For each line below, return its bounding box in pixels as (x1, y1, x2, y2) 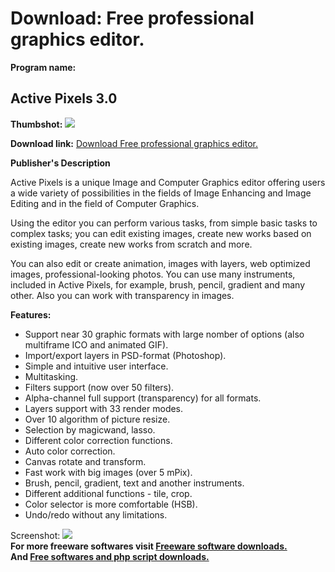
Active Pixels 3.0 (10, 90, 118, 107)
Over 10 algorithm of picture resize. (24, 413, 171, 425)
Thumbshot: (10, 118, 63, 130)
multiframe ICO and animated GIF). (24, 338, 169, 351)
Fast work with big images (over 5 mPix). (24, 466, 193, 478)
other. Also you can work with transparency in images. (10, 289, 235, 301)
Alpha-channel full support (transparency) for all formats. (24, 392, 262, 404)
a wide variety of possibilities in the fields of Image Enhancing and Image (10, 187, 312, 199)
